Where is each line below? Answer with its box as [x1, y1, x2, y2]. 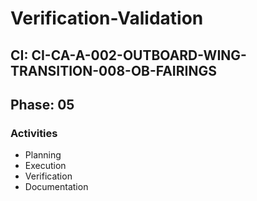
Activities [10, 126, 58, 140]
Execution [24, 160, 67, 172]
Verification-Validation [10, 7, 204, 30]
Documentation [24, 181, 89, 193]
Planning [24, 149, 62, 161]
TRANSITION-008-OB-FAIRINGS [10, 62, 217, 79]
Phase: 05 [10, 96, 75, 113]
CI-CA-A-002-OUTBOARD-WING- [31, 47, 247, 64]
